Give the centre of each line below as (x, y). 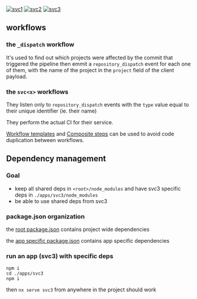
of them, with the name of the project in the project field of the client (90, 70)
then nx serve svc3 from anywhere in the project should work (81, 290)
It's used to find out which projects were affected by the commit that (90, 57)
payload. (17, 76)
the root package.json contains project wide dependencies (78, 229)
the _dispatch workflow (40, 44)
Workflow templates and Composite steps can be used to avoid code (90, 134)
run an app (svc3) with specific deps (60, 256)
